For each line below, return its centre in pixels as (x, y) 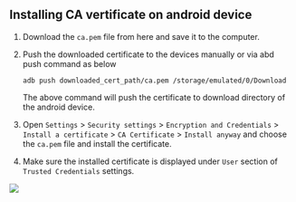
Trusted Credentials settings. (78, 170)
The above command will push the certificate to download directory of (154, 97)
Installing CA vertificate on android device (131, 15)
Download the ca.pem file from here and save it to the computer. (141, 36)
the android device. (58, 107)
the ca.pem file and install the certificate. (97, 143)
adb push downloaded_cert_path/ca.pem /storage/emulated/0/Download (154, 81)
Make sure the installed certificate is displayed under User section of (150, 161)
